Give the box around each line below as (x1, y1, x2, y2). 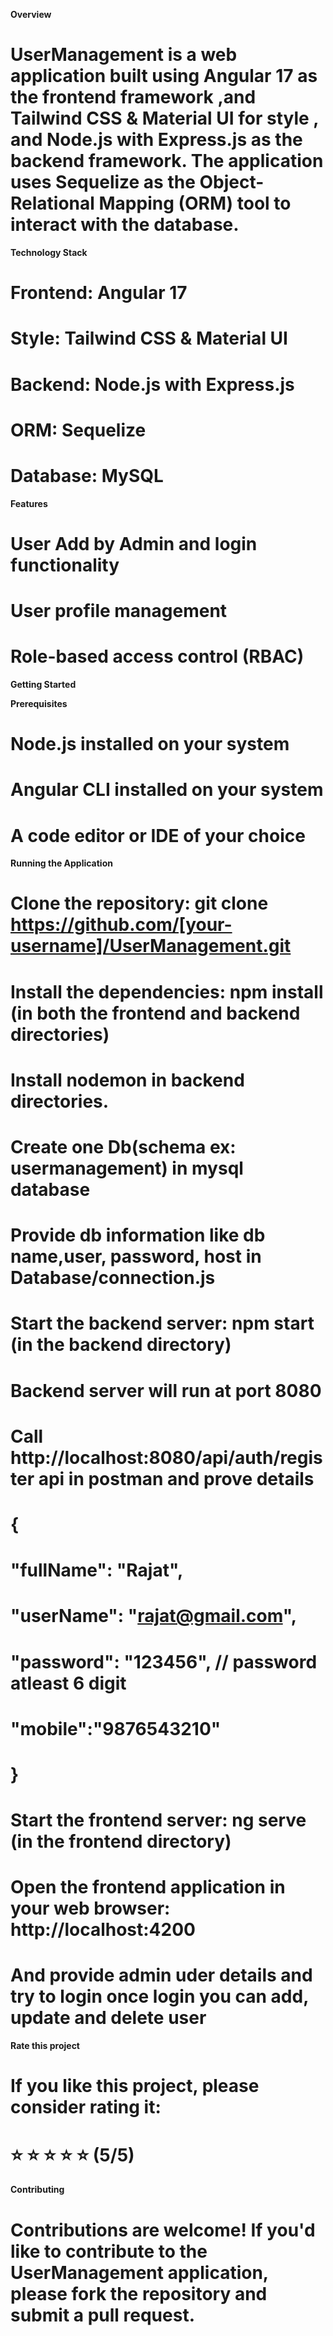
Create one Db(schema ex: (10, 1136, 237, 1158)
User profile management (10, 600, 228, 622)
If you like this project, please (10, 2075, 260, 2098)
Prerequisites (10, 697, 68, 709)
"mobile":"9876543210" (10, 1717, 222, 1740)
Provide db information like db (10, 1224, 266, 1247)
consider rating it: (10, 2096, 162, 2119)
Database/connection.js (10, 1267, 216, 1289)
